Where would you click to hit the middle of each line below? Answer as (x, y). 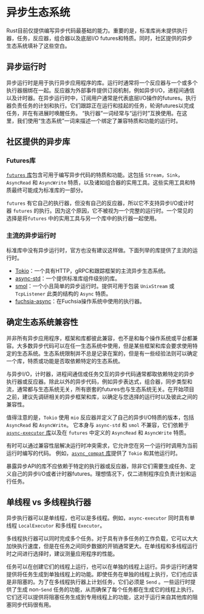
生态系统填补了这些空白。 (38, 46)
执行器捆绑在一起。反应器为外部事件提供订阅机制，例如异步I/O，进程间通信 (100, 90)
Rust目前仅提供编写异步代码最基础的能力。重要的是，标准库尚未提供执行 (97, 30)
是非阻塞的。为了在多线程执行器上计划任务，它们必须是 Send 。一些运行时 (98, 582)
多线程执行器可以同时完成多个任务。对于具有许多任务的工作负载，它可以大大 (102, 538)
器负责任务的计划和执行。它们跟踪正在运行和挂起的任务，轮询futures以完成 (100, 105)
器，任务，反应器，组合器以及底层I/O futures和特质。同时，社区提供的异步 (100, 38)
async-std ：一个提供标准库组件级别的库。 (68, 278)
